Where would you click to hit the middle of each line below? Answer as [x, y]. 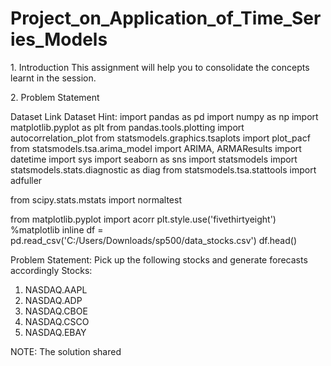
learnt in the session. [53, 78]
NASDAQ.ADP [53, 300]
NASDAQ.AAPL [56, 289]
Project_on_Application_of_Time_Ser [166, 18]
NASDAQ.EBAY [55, 332]
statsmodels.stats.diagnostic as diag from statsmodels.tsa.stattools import [163, 169]
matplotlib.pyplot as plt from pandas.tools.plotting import [127, 127]
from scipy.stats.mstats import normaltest [96, 199]
